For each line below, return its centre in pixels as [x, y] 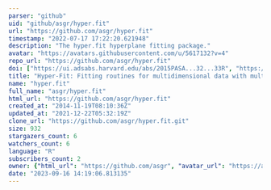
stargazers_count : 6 [43, 136]
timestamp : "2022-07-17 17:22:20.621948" [79, 38]
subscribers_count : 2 [45, 158]
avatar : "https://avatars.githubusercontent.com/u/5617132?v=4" [119, 53]
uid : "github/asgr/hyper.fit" [59, 23]
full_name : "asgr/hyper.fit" [57, 91]
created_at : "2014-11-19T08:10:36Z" [70, 106]
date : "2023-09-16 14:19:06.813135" [70, 174]
